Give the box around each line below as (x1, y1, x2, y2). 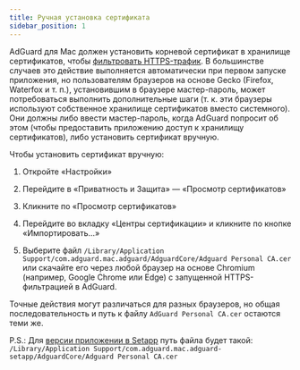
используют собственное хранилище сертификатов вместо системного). (9, 103, 291, 114)
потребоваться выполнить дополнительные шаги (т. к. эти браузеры (9, 93, 273, 104)
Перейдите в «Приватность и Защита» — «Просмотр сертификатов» (21, 183, 287, 194)
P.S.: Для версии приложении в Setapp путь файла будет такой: (9, 334, 253, 345)
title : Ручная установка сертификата (9, 13, 150, 22)
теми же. (9, 317, 44, 328)
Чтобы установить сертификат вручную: (9, 148, 164, 159)
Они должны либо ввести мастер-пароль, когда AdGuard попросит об (9, 113, 279, 123)
